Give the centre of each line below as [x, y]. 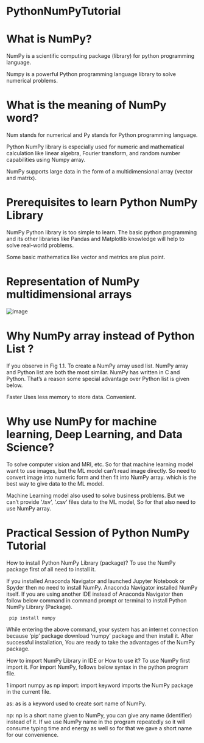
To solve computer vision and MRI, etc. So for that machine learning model [100, 464]
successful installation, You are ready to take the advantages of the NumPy [100, 642]
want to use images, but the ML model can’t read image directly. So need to [101, 470]
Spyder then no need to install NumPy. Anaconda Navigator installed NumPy [102, 587]
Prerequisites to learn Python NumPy [102, 203]
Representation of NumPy [73, 282]
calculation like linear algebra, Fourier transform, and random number [93, 153]
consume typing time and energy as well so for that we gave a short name [99, 728]
